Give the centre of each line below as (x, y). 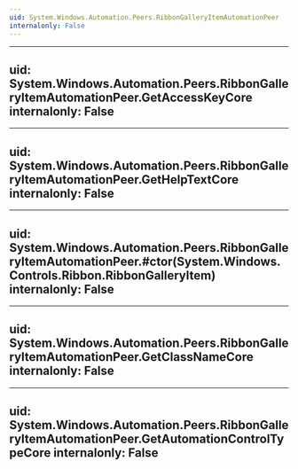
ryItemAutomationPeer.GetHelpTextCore (124, 180)
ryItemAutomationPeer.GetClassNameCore (132, 357)
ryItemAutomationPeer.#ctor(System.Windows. (145, 261)
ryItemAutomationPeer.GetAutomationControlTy (147, 439)
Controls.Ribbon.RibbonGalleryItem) (113, 275)
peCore (30, 453)
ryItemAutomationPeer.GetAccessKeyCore (131, 97)
